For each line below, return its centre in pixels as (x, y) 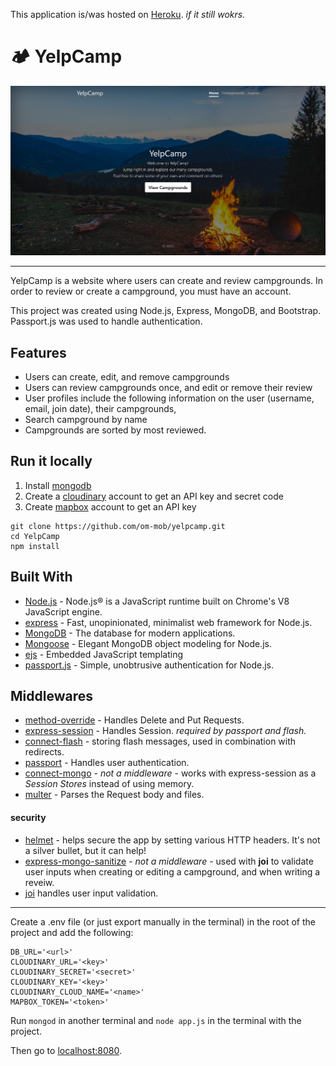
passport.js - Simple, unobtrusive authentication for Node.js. (149, 665)
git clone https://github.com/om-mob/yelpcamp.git (118, 526)
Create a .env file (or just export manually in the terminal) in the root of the (163, 921)
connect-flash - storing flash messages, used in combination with (160, 741)
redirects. (44, 752)
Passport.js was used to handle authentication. (106, 321)
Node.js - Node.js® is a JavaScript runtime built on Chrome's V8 (157, 601)
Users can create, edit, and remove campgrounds (127, 376)
